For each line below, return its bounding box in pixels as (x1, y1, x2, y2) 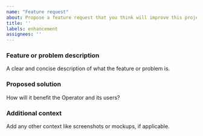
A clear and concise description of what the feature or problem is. (6, 65, 170, 73)
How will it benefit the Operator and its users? (6, 94, 120, 101)
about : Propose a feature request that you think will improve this (6, 15, 182, 21)
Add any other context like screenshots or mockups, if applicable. (6, 123, 170, 130)
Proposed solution (6, 80, 62, 88)
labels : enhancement (6, 25, 59, 32)
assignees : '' (6, 31, 42, 37)
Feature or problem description (6, 51, 100, 60)
